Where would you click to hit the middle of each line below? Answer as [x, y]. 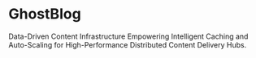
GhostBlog [45, 14]
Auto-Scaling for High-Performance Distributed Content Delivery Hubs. [128, 44]
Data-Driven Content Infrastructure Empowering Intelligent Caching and [128, 36]
